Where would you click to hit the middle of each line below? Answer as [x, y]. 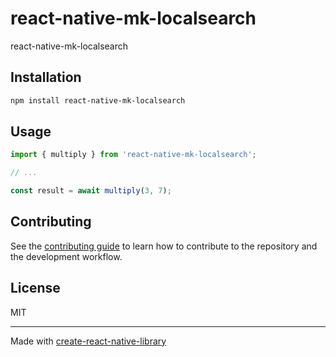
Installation [46, 77]
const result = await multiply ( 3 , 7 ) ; [91, 191]
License [35, 288]
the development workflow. [66, 256]
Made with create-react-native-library [88, 341]
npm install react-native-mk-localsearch [98, 100]
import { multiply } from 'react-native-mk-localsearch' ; [133, 155]
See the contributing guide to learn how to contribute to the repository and [164, 246]
